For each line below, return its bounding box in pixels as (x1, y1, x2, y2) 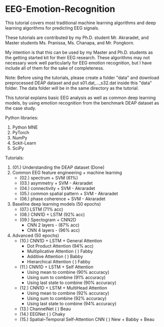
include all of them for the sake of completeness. (5, 65, 104, 71)
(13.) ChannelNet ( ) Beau (19, 306, 71, 312)
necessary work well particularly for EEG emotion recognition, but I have (5, 60, 152, 66)
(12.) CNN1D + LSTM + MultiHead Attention (19, 285, 107, 291)
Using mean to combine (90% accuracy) (27, 269, 110, 275)
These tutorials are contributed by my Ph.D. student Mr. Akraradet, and (5, 35, 149, 40)
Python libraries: (5, 114, 38, 120)
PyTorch (12, 129, 30, 135)
